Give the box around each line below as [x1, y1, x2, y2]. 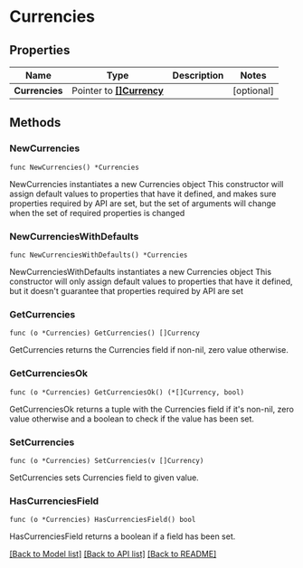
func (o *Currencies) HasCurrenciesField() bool [9, 516, 196, 525]
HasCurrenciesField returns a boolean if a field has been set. [9, 531, 236, 542]
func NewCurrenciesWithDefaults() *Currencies [9, 251, 188, 260]
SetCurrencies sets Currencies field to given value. [9, 472, 199, 483]
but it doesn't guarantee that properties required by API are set [9, 285, 244, 296]
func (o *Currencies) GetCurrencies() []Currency [9, 328, 201, 338]
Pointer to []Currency [71, 84, 165, 97]
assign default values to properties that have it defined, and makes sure [9, 188, 277, 199]
